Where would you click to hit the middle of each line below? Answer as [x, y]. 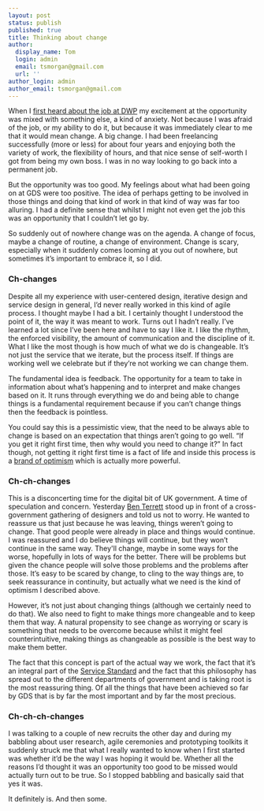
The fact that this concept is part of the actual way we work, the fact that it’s [132, 662]
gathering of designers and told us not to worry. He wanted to [149, 515]
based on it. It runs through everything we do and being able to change [124, 395]
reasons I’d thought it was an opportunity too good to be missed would [123, 767]
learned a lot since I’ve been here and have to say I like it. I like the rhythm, [129, 330]
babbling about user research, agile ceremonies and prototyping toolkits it [128, 742]
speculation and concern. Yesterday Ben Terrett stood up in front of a [121, 506]
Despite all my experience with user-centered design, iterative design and [128, 296]
